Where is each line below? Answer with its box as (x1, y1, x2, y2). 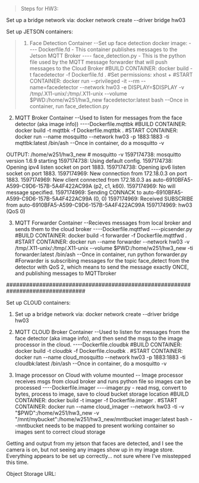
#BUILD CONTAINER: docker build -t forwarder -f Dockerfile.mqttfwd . (14, 232, 187, 239)
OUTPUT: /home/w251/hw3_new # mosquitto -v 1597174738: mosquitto (6, 151, 181, 158)
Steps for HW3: (20, 5, 59, 12)
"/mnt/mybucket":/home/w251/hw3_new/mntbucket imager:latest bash (14, 416, 189, 422)
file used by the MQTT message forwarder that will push (29, 59, 168, 65)
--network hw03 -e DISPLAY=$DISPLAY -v (79, 84, 185, 91)
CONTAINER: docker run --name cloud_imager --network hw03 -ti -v (14, 403, 184, 410)
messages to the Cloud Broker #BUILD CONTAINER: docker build (29, 65, 189, 72)
